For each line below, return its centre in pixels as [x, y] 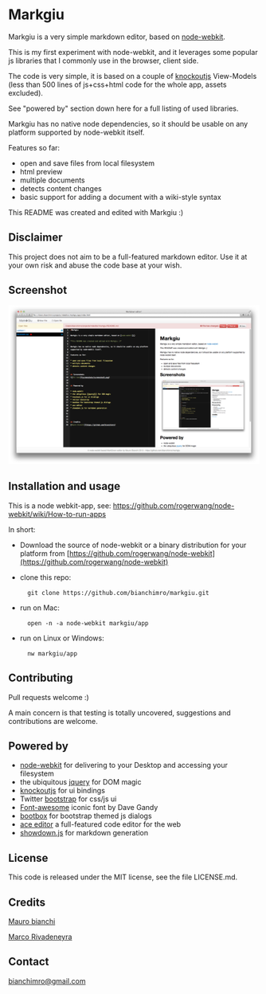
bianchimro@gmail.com [47, 980]
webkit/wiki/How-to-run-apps [57, 514]
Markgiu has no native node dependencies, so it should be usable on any [128, 123]
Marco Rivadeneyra [40, 937]
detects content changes [61, 188]
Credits [27, 902]
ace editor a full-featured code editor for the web [100, 824]
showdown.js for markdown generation [84, 833]
